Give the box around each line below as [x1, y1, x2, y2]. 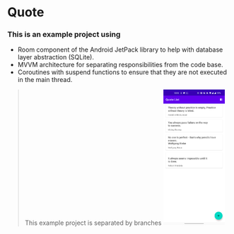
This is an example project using [7, 30, 121, 40]
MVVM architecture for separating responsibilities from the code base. [17, 61, 223, 69]
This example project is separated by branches [24, 218, 162, 227]
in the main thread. [17, 76, 73, 84]
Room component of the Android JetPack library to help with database [17, 45, 223, 54]
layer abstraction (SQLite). [17, 53, 94, 62]
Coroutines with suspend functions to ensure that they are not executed [17, 68, 228, 76]
